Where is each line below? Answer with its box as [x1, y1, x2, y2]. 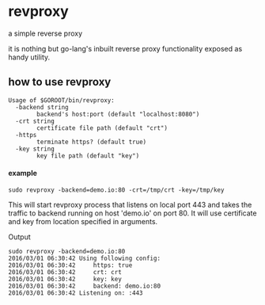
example [8, 169, 38, 178]
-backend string [15, 103, 69, 111]
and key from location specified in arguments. [8, 216, 158, 226]
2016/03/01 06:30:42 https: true [8, 261, 133, 269]
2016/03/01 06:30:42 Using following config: [8, 254, 161, 262]
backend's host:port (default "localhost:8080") [36, 110, 200, 118]
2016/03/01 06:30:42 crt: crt [8, 268, 123, 276]
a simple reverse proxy [8, 29, 83, 38]
